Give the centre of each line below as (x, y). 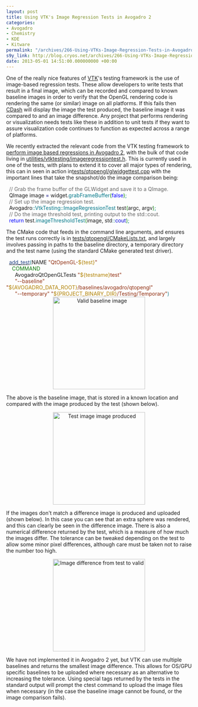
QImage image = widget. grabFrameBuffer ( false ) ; (68, 195)
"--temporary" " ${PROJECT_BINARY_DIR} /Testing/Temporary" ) (92, 293)
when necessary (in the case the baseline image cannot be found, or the (94, 691)
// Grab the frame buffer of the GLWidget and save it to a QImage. (89, 189)
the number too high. (32, 550)
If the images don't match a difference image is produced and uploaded (93, 513)
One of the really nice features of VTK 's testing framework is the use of (93, 78)
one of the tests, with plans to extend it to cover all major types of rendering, (99, 165)
